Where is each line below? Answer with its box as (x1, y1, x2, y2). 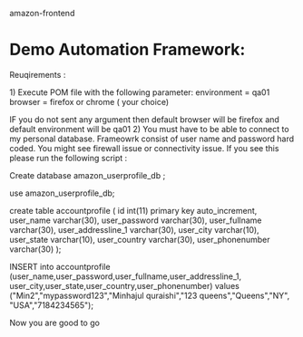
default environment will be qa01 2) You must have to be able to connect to (9, 123, 289, 134)
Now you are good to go (9, 317, 100, 328)
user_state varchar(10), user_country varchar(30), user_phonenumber (9, 234, 270, 245)
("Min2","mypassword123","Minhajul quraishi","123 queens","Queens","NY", (9, 290, 290, 301)
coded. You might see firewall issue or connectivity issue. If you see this (9, 142, 279, 153)
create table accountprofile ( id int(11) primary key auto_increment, (9, 205, 258, 216)
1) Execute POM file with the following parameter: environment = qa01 (9, 86, 270, 98)
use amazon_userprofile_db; (9, 188, 115, 198)
